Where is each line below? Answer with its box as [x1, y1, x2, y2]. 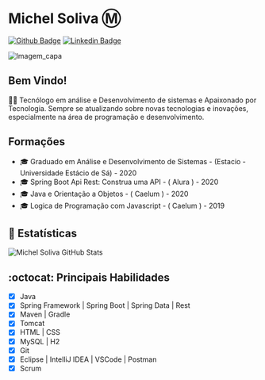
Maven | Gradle [19, 309, 71, 319]
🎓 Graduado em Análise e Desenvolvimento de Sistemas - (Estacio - [19, 156, 246, 166]
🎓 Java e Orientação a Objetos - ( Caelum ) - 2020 [19, 189, 189, 198]
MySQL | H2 [19, 336, 60, 346]
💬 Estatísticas [8, 226, 78, 240]
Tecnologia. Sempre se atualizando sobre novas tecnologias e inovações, [8, 103, 248, 113]
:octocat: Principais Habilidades [8, 271, 171, 284]
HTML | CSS [19, 328, 61, 337]
